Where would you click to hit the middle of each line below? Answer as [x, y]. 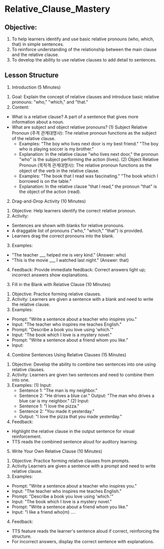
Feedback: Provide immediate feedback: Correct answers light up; [79, 269]
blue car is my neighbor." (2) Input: [54, 401]
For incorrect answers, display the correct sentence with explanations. [83, 541]
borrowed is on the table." [45, 181]
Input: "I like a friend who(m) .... [44, 512]
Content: [21, 107]
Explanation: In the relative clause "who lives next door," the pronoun [89, 154]
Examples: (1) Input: [32, 385]
